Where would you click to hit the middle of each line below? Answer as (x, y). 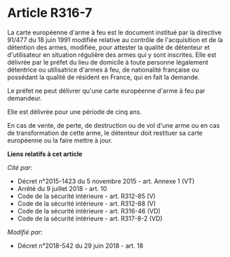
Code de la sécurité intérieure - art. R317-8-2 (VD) (90, 218)
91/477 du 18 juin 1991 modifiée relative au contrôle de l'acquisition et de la (115, 39)
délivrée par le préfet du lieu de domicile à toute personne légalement (108, 62)
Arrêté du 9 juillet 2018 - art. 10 (62, 188)
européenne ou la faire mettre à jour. (60, 140)
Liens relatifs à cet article (45, 154)
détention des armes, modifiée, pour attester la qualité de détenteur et (109, 47)
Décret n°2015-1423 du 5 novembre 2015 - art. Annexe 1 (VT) (106, 181)
